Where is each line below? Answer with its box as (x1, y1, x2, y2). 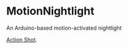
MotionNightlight (6, 4, 94, 18)
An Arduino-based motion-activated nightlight (6, 24, 122, 31)
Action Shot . (6, 36, 38, 43)
